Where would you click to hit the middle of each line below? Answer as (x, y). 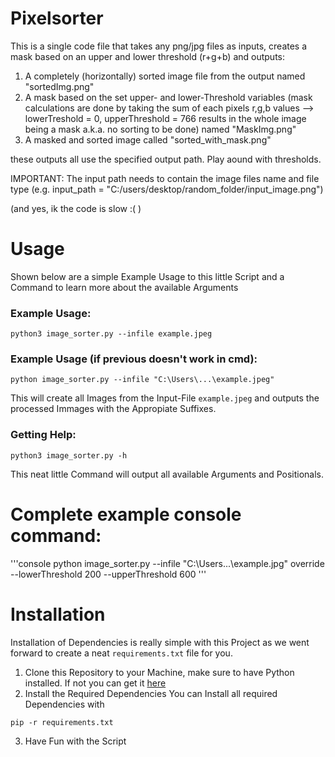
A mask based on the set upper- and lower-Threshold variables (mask (168, 97)
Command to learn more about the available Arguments (124, 287)
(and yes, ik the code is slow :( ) (76, 208)
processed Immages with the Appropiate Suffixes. (113, 409)
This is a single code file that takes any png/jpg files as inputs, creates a (159, 46)
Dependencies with (64, 704)
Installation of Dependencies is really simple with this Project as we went (160, 642)
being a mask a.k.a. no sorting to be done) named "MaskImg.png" (160, 129)
